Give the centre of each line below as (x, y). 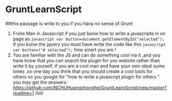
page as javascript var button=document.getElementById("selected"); (89, 39)
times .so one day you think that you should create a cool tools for (83, 71)
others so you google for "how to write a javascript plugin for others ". (87, 77)
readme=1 (23, 93)
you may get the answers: (40, 82)
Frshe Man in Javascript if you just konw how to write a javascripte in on (89, 33)
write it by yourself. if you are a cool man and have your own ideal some (89, 66)
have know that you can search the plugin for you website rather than (86, 60)
